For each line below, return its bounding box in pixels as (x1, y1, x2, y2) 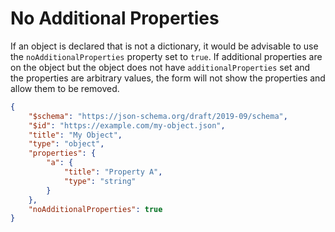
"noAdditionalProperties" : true (28, 204, 163, 214)
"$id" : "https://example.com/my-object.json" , (28, 120, 226, 131)
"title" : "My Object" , (28, 130, 123, 140)
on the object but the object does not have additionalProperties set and (10, 61, 311, 73)
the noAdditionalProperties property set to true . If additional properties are (10, 50, 323, 62)
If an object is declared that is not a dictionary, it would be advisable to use (10, 40, 319, 52)
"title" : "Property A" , (63, 167, 163, 177)
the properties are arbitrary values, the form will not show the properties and (10, 72, 326, 84)
